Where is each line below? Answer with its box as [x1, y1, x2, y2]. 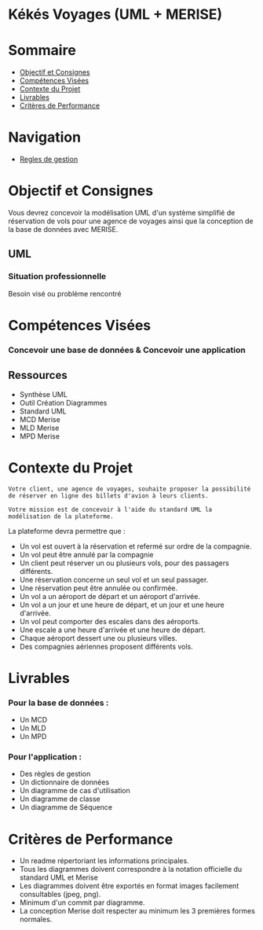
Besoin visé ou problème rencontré [8, 289, 122, 298]
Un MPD [19, 732, 47, 741]
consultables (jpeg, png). [19, 890, 101, 899]
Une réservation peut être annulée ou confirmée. [19, 583, 178, 593]
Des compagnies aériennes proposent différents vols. [19, 641, 194, 651]
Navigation [8, 128, 81, 146]
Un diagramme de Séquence [19, 803, 112, 812]
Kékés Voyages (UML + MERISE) [8, 6, 223, 24]
